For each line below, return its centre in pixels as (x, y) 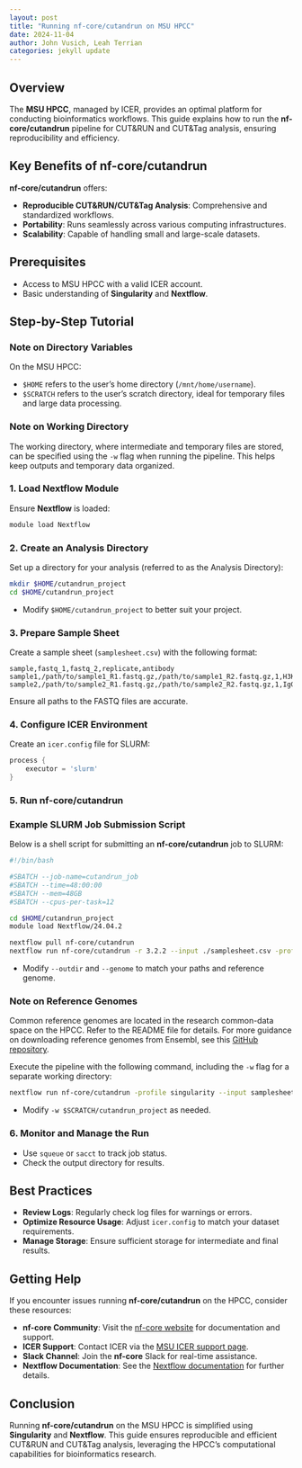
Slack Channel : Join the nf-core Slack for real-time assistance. (140, 1356)
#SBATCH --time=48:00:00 (56, 885)
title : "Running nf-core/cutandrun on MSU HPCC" (102, 26)
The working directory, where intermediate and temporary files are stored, (147, 446)
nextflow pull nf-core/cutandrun (72, 943)
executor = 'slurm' (62, 769)
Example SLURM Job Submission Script (98, 824)
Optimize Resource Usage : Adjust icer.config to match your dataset (151, 1222)
